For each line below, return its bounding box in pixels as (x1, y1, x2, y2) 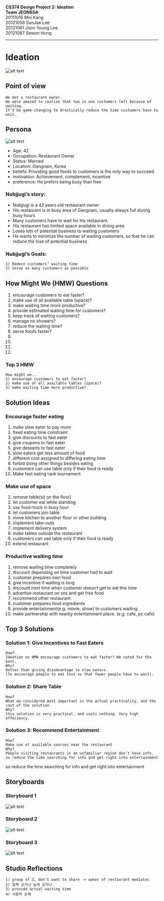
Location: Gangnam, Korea (12, 163, 66, 169)
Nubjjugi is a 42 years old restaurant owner (12, 202, 99, 208)
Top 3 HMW (5, 361, 34, 368)
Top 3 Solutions (5, 625, 54, 633)
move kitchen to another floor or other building (12, 515, 107, 521)
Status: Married (12, 158, 44, 164)
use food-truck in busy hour (12, 505, 69, 511)
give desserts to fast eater (12, 445, 65, 450)
